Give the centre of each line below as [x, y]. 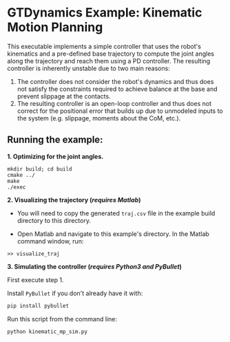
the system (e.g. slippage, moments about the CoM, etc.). [99, 118]
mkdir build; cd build [40, 169]
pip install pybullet [38, 306]
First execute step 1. [35, 279]
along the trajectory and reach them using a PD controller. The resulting [109, 61]
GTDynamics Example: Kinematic [105, 13]
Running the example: [55, 140]
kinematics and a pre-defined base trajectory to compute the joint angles [111, 54]
